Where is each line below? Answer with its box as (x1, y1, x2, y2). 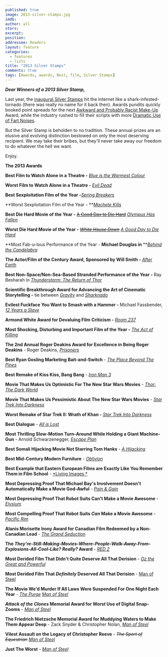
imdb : (5, 17, 16, 22)
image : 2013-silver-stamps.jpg (5, 12, 70, 17)
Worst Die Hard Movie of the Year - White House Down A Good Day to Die (5, 226, 159, 232)
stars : (5, 26, 19, 31)
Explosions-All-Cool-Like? (5, 546, 61, 552)
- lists (9, 59, 26, 64)
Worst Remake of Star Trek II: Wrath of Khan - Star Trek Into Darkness (5, 411, 152, 417)
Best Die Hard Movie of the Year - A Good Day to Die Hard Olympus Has (5, 211, 155, 217)
